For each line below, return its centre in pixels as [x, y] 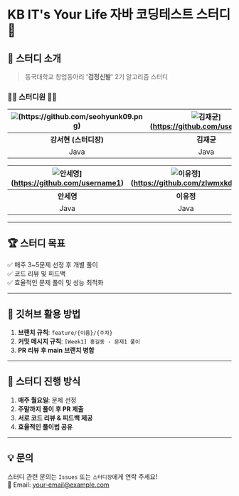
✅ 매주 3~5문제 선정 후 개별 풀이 [53, 265]
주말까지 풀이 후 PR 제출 [51, 409]
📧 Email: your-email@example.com [58, 485]
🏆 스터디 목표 [36, 243]
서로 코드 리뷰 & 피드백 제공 [55, 418]
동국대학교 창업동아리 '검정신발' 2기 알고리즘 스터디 [96, 77]
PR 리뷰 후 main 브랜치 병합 [56, 350]
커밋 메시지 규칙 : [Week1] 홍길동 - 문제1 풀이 [79, 341]
